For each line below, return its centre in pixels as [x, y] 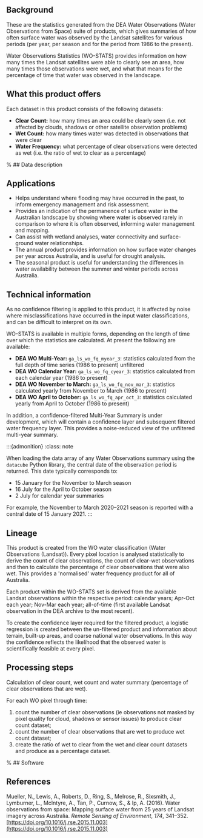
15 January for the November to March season [73, 483]
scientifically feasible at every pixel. [51, 649]
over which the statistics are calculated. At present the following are [91, 340]
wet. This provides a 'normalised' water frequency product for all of [91, 573]
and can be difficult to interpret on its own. [59, 322]
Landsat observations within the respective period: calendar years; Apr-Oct [101, 598]
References [28, 782]
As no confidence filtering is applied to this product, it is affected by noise [98, 309]
